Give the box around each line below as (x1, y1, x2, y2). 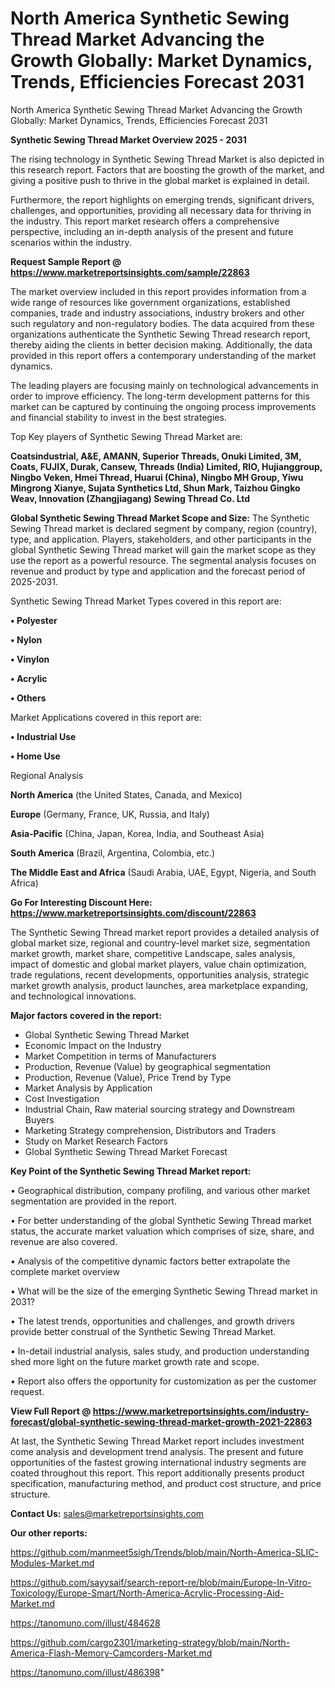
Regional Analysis (10, 769, 84, 781)
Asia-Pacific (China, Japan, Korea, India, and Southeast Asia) (10, 827, 265, 839)
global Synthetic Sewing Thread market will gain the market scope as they (10, 543, 317, 556)
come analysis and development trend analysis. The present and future (10, 1445, 304, 1457)
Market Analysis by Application (24, 1082, 153, 1094)
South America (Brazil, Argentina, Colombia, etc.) (10, 847, 216, 859)
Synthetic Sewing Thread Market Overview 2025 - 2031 (10, 133, 247, 146)
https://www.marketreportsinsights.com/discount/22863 (10, 907, 257, 919)
